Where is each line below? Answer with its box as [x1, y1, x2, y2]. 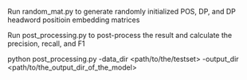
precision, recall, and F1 [7, 39, 85, 48]
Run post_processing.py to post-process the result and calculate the [7, 31, 233, 40]
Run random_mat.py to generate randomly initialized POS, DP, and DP [7, 7, 236, 16]
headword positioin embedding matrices [7, 15, 140, 25]
